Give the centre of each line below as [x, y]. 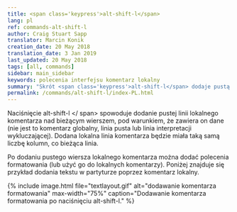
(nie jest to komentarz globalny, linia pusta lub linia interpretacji [99, 128]
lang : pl [20, 21]
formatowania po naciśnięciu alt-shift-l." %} [71, 201]
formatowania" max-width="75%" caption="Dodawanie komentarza [107, 194]
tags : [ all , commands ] [41, 67]
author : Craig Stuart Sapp [47, 34]
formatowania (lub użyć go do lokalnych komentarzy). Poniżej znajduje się [116, 164]
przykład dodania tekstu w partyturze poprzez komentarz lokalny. [104, 172]
